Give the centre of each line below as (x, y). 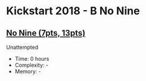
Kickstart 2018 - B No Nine (73, 11)
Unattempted (22, 47)
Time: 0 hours (32, 59)
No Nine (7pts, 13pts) (46, 33)
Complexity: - (32, 65)
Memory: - (28, 71)
